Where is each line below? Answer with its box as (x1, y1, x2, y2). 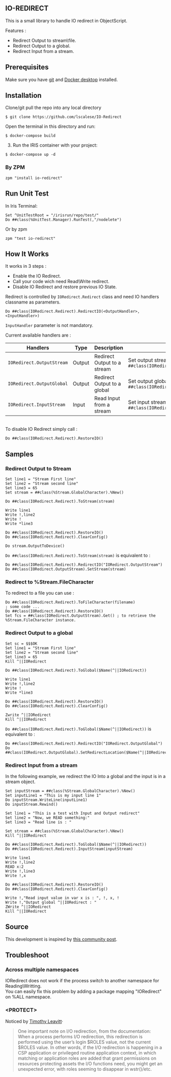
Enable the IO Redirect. (12, 273, 61, 279)
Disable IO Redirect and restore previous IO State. (12, 284, 117, 290)
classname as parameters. (5, 299, 61, 305)
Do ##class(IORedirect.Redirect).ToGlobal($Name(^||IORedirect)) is (5, 726, 152, 732)
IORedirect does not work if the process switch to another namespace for (5, 978, 159, 984)
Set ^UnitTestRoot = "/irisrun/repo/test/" (5, 212, 99, 218)
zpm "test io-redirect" (5, 236, 56, 241)
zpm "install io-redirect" (5, 175, 63, 180)
